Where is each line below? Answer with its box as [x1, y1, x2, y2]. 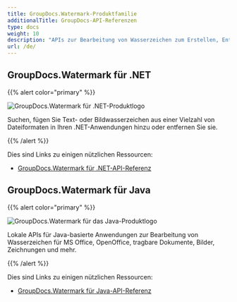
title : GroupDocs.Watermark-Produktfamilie [7, 10, 138, 18]
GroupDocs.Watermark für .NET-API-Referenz [17, 164, 152, 172]
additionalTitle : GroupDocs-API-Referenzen [7, 17, 138, 24]
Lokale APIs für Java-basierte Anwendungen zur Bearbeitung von [7, 230, 199, 238]
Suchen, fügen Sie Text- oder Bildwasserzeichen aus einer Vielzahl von [7, 115, 215, 123]
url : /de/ [7, 43, 37, 50]
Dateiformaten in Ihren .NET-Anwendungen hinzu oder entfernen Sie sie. [7, 123, 218, 131]
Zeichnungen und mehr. [7, 245, 77, 254]
